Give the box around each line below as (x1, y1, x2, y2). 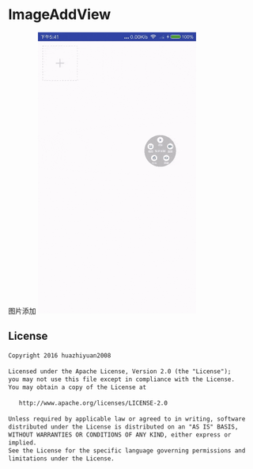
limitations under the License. (8, 454, 115, 463)
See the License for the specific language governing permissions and (8, 446, 246, 455)
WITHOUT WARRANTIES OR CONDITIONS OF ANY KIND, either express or (8, 430, 232, 439)
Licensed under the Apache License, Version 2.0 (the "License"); (8, 367, 232, 376)
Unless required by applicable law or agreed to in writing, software (8, 414, 246, 423)
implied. (8, 438, 37, 447)
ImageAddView (8, 6, 111, 24)
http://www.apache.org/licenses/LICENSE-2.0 (18, 398, 168, 407)
